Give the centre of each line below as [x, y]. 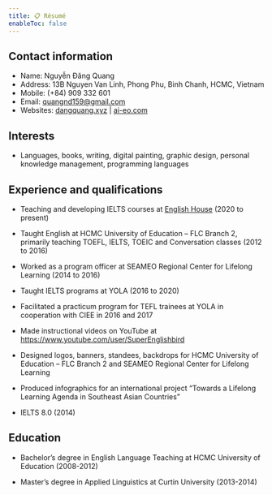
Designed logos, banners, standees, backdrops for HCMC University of [139, 355]
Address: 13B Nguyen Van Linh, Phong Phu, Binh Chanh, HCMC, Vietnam [142, 84]
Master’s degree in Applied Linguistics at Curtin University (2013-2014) [138, 482]
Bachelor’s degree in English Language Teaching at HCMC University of [140, 457]
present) [35, 217]
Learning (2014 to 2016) [60, 275]
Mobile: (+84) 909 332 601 [65, 93]
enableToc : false [38, 24]
